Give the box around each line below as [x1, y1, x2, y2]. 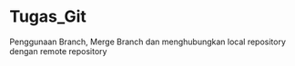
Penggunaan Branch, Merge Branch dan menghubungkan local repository [9, 36, 287, 47]
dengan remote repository [9, 45, 107, 56]
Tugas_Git [9, 6, 86, 27]
